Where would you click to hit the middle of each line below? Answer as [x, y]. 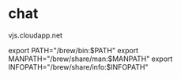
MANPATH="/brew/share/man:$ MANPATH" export [90, 59]
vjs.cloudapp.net [36, 35]
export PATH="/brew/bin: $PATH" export [74, 50]
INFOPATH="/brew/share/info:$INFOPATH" [78, 66]
